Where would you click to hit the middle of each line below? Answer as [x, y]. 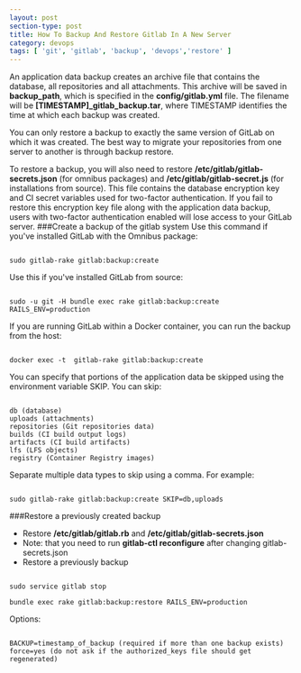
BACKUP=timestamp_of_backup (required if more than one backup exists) [146, 644]
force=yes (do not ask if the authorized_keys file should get [131, 651]
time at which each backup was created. [85, 115]
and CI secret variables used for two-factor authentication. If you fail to [141, 198]
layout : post [34, 18]
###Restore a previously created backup [85, 516]
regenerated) [34, 659]
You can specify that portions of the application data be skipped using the [146, 377]
